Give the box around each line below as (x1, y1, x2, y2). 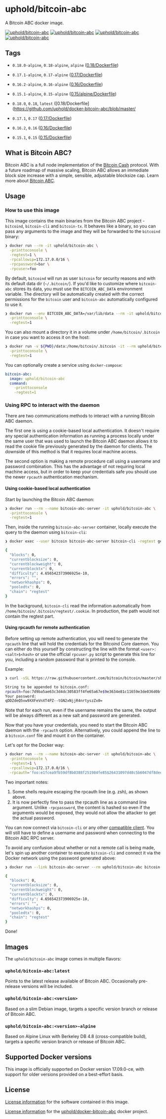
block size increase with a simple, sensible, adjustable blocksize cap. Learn (5, 172, 159, 178)
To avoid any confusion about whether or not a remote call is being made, (5, 844, 156, 851)
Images (5, 943, 29, 951)
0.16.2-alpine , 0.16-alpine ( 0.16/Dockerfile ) (12, 81, 103, 87)
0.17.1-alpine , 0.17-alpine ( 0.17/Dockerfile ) (12, 72, 103, 78)
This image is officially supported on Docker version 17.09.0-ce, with (5, 1066, 145, 1072)
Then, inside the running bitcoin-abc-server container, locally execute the (5, 524, 157, 530)
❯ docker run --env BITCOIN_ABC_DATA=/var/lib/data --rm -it (5, 311, 134, 316)
